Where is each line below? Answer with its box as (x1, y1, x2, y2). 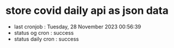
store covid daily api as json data (5, 4, 169, 17)
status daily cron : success (14, 35, 79, 42)
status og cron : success (14, 29, 74, 36)
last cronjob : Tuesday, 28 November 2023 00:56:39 (14, 23, 142, 30)
